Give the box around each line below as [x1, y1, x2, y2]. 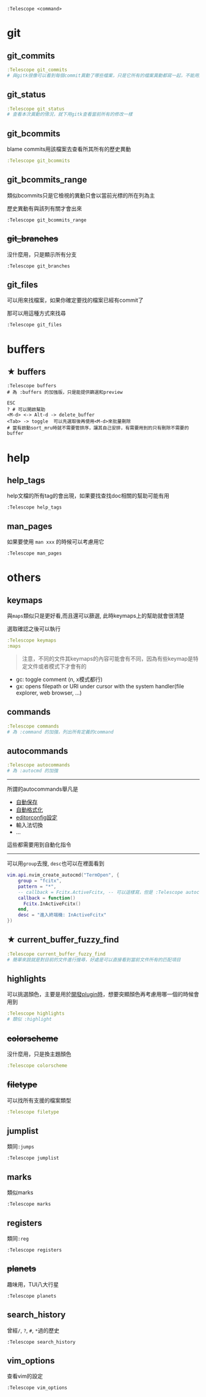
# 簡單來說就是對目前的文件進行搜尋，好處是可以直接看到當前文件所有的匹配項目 [7, 956, 181, 963]
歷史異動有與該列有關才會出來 [7, 204, 82, 212]
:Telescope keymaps [7, 637, 57, 644]
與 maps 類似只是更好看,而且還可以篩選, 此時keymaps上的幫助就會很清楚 [7, 612, 185, 620]
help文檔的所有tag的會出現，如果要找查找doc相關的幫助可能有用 [7, 492, 170, 499]
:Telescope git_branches [7, 263, 70, 269]
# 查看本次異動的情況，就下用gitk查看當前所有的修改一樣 [7, 111, 133, 118]
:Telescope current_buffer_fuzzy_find [7, 951, 106, 957]
